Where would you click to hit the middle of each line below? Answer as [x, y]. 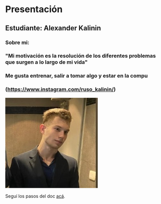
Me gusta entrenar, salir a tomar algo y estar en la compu [76, 76]
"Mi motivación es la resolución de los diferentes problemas [80, 56]
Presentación [34, 9]
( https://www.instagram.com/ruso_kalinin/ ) [61, 90]
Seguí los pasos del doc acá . [35, 196]
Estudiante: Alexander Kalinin [53, 28]
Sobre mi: [17, 43]
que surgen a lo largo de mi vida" [46, 62]
